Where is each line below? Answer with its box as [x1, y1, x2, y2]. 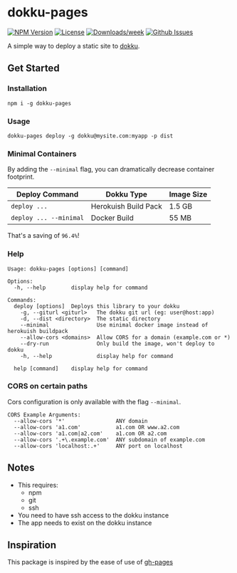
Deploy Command [16, 189, 79, 199]
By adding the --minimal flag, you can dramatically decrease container [7, 165, 215, 174]
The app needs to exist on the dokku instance [17, 518, 152, 527]
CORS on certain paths [7, 382, 88, 391]
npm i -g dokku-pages [7, 100, 72, 107]
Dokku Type [105, 189, 148, 199]
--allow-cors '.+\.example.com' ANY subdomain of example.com [14, 436, 205, 443]
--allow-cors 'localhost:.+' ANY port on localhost [14, 442, 183, 449]
